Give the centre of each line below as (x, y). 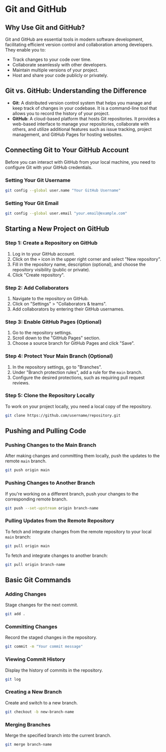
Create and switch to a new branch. (41, 702)
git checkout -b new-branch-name (40, 712)
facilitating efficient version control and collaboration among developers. (79, 45)
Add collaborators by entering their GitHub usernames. (68, 309)
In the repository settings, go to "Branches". (57, 367)
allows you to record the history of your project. (61, 113)
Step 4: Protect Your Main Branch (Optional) (59, 356)
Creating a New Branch (33, 692)
